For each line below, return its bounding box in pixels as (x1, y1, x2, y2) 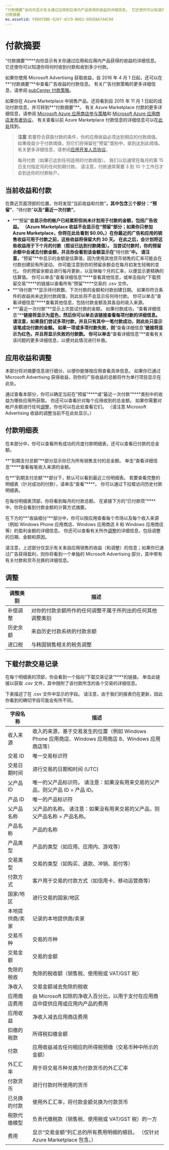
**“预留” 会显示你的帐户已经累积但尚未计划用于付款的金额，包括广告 (12, 217, 153, 223)
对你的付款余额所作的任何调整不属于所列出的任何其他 (31, 607, 157, 614)
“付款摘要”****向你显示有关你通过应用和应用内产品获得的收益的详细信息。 (5, 57, 159, 64)
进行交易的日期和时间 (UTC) (32, 766, 99, 773)
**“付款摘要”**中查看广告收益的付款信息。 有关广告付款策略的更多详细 (5, 81, 152, 87)
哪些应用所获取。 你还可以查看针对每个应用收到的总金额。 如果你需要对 (14, 397, 162, 404)
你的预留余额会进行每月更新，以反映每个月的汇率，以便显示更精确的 (22, 268, 164, 274)
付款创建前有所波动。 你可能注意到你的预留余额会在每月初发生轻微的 (12, 262, 155, 268)
